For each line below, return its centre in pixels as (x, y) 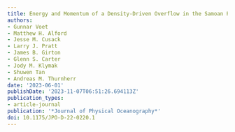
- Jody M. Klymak (33, 66)
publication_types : (36, 98)
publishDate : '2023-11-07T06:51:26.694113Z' (73, 91)
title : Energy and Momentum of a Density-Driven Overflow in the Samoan (115, 14)
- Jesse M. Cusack (34, 40)
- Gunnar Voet (28, 27)
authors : (20, 20)
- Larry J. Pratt (33, 46)
